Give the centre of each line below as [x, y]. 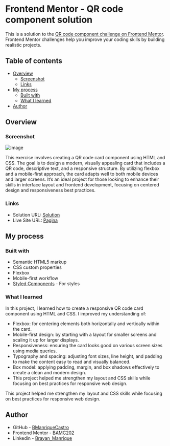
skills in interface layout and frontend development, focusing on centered [82, 185]
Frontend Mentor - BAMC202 [43, 433]
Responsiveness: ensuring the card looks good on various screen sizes [88, 345]
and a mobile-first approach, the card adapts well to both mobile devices [82, 174]
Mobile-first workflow [35, 278]
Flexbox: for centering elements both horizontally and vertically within [86, 324]
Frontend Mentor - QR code [64, 9]
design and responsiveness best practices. [51, 190]
